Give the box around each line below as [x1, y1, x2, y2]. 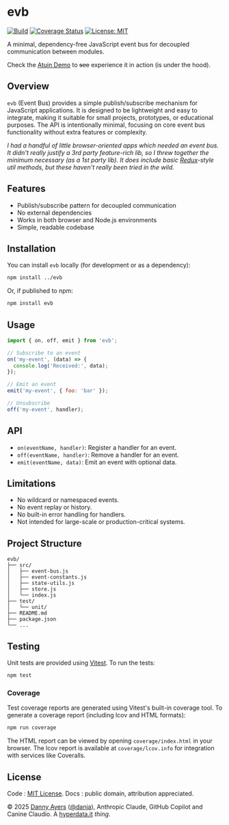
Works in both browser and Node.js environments [16, 215, 157, 224]
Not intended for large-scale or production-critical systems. [16, 518, 186, 526]
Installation [7, 243, 56, 254]
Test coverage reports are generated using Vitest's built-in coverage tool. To [7, 704, 223, 712]
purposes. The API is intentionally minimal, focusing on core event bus [7, 121, 205, 129]
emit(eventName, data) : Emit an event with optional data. [16, 457, 177, 466]
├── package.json [7, 616, 57, 623]
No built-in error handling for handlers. [16, 510, 126, 518]
